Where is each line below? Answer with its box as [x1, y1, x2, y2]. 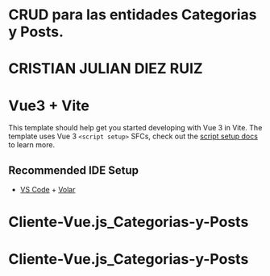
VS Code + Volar [19, 185, 76, 195]
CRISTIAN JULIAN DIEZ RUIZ [8, 60, 203, 78]
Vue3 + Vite [8, 97, 90, 114]
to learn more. [8, 140, 55, 150]
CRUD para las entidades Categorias [8, 6, 257, 24]
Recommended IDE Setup [8, 163, 139, 177]
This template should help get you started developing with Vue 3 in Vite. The [8, 123, 263, 133]
